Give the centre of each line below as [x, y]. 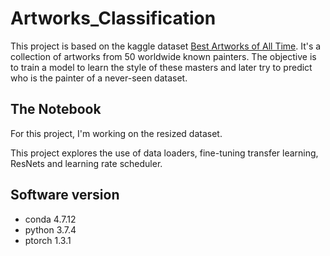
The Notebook [56, 109]
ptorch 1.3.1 [48, 240]
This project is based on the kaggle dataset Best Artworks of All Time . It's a [166, 46]
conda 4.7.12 [50, 219]
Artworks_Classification [113, 18]
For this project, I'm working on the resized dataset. [116, 133]
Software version [65, 195]
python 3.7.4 [50, 229]
